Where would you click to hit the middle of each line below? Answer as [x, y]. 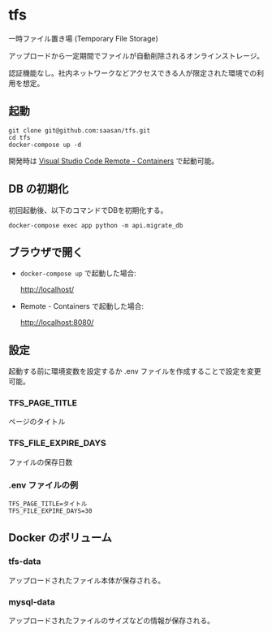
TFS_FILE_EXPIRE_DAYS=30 [50, 511]
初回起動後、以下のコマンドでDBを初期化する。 [88, 210]
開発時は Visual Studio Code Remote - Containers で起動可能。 [114, 161]
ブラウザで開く [46, 252]
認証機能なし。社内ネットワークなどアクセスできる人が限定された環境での [133, 73]
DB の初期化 [39, 189]
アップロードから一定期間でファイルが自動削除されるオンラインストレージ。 [136, 55]
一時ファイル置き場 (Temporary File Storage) [83, 38]
